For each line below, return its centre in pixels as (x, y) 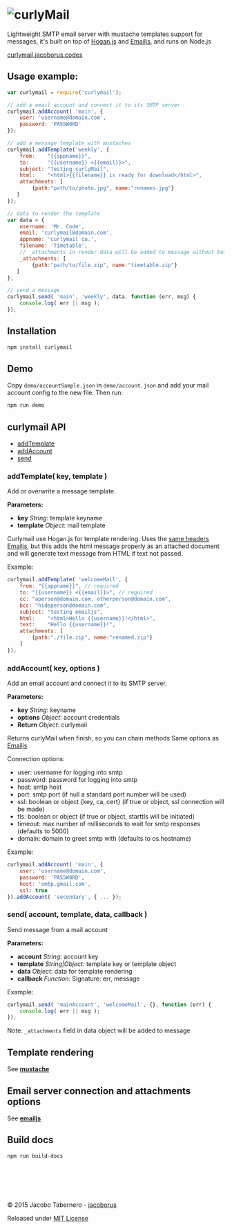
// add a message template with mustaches (69, 143)
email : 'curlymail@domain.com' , (66, 233)
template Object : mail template (61, 525)
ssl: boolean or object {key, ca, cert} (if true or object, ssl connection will (120, 802)
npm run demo (26, 406)
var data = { (26, 220)
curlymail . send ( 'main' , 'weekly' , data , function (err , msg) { (101, 297)
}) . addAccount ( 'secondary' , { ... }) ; (65, 897)
